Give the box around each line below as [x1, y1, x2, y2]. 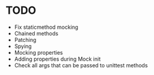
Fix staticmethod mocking [14, 23, 78, 31]
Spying [14, 43, 32, 50]
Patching [14, 36, 37, 43]
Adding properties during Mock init [14, 55, 101, 62]
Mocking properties [14, 49, 64, 56]
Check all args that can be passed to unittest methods [14, 61, 148, 69]
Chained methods [14, 29, 59, 37]
